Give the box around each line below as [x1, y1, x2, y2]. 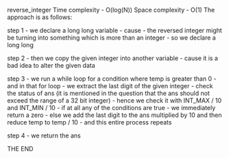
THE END [7, 145, 34, 153]
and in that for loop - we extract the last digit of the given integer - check [7, 82, 213, 90]
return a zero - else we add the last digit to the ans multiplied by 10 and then [7, 111, 222, 119]
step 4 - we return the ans [7, 131, 81, 140]
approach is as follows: [7, 13, 73, 21]
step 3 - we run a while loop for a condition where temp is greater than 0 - [7, 75, 217, 83]
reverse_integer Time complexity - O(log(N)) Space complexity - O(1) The [7, 6, 215, 14]
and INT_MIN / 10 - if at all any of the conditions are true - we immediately [7, 104, 216, 111]
